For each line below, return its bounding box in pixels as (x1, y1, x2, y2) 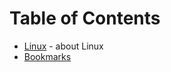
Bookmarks (23, 50, 72, 62)
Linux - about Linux (23, 40, 104, 52)
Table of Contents (9, 7, 161, 30)
